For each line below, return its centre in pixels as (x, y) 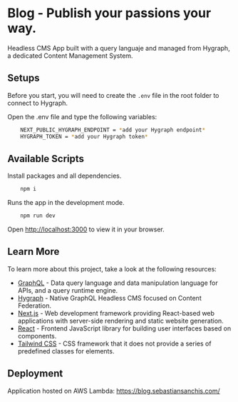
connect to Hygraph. (38, 103)
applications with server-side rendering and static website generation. (121, 321)
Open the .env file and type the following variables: (82, 116)
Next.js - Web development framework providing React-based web (116, 313)
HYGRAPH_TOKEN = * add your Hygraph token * (84, 136)
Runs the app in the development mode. (66, 203)
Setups (24, 78)
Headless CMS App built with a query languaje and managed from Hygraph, (119, 48)
